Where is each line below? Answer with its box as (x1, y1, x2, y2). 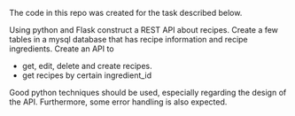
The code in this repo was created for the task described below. (9, 8, 243, 18)
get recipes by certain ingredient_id (21, 70, 152, 81)
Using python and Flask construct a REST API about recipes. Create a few (9, 25, 279, 35)
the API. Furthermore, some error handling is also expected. (9, 97, 228, 107)
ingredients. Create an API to (9, 43, 114, 54)
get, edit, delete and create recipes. (21, 61, 152, 71)
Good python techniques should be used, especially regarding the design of (9, 88, 287, 97)
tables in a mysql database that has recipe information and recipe (9, 35, 248, 44)
